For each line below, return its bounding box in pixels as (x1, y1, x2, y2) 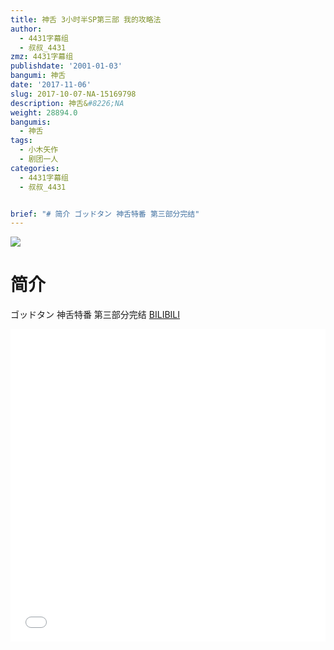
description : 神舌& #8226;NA (10, 98, 125, 108)
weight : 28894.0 (10, 107, 78, 118)
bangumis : (10, 117, 52, 127)
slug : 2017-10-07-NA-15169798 (10, 89, 137, 99)
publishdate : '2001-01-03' (10, 61, 123, 71)
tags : (10, 136, 33, 146)
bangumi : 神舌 (10, 71, 67, 81)
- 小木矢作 (19, 145, 59, 155)
